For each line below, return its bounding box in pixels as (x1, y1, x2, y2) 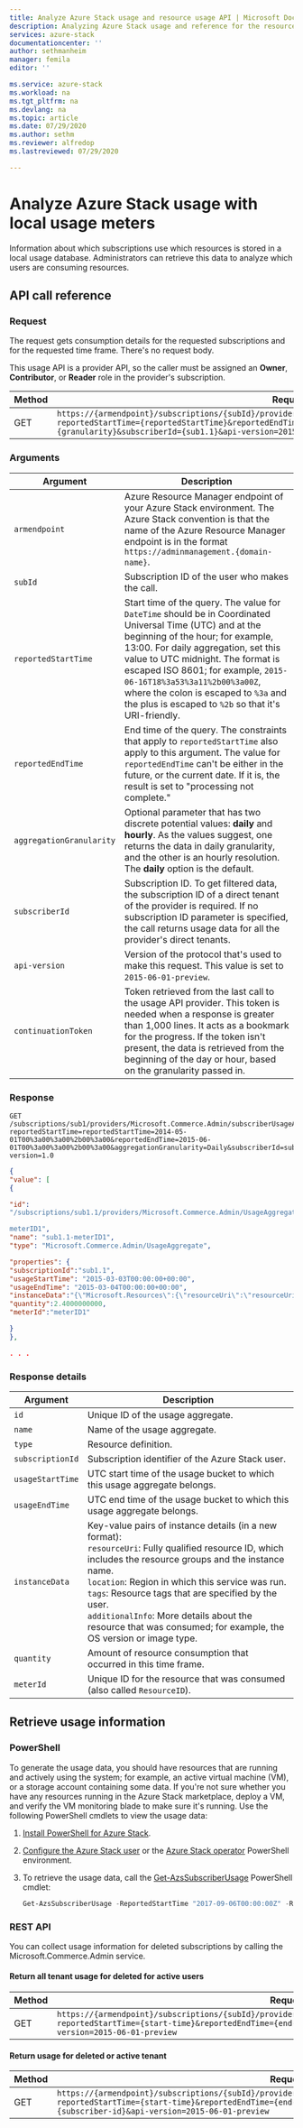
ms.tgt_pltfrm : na (9, 97, 78, 106)
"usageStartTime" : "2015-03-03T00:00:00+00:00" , (9, 1274, 196, 1284)
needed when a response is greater (124, 1008, 275, 1020)
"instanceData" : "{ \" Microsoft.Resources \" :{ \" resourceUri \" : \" (9, 1291, 252, 1300)
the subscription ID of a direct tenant (124, 888, 280, 900)
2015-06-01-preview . (124, 971, 210, 983)
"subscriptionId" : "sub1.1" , (9, 1266, 115, 1275)
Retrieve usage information (9, 1715, 166, 1730)
